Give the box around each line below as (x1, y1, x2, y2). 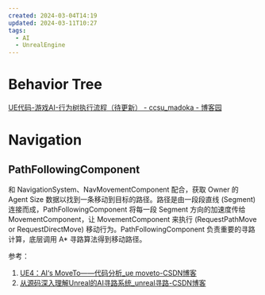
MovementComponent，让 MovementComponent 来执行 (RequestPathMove (8, 215, 257, 224)
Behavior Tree (8, 76, 103, 94)
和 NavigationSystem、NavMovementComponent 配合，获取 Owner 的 (8, 184, 240, 195)
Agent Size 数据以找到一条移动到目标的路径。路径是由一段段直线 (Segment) (8, 195, 256, 204)
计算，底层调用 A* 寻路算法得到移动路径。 (8, 235, 147, 244)
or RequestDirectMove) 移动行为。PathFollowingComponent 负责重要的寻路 (8, 224, 255, 235)
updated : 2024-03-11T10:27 (8, 19, 98, 27)
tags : (8, 26, 26, 34)
